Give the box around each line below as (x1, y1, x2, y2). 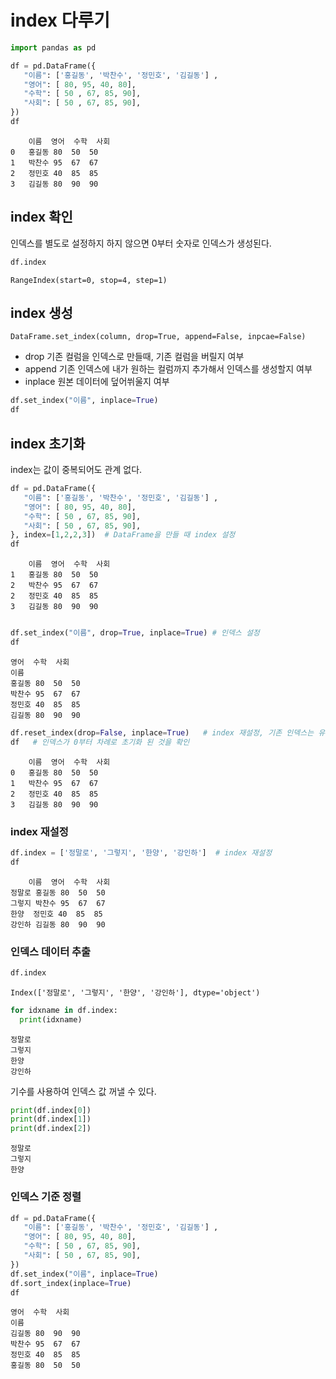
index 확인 (10, 209, 73, 226)
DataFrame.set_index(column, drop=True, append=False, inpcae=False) (10, 332, 307, 342)
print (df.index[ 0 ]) (10, 1105, 92, 1115)
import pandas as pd (10, 42, 97, 53)
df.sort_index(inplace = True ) (10, 1278, 132, 1288)
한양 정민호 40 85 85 (10, 909, 103, 919)
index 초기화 (10, 435, 86, 452)
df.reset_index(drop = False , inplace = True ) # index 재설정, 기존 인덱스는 (10, 727, 315, 738)
